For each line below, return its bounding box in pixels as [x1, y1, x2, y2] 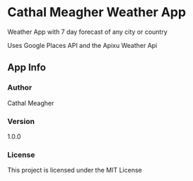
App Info [7, 61, 46, 74]
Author [7, 82, 33, 92]
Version [7, 116, 35, 126]
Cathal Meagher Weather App [7, 4, 186, 20]
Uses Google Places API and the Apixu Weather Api [7, 41, 158, 49]
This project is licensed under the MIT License [7, 166, 143, 175]
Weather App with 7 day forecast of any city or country [7, 27, 168, 36]
